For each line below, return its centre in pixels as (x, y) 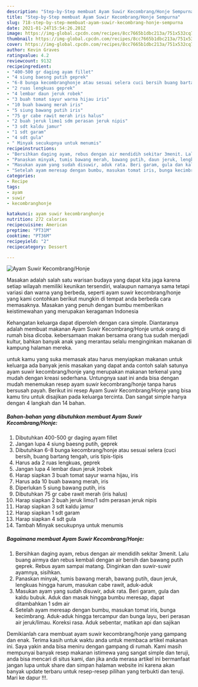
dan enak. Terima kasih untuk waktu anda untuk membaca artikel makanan (97, 640)
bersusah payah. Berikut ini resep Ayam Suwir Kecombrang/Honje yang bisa (99, 391)
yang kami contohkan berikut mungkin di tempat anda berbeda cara (89, 299)
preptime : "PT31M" (29, 230)
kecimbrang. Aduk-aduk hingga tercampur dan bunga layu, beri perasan (103, 616)
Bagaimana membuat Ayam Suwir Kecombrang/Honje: (75, 539)
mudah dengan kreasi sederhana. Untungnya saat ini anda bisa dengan (93, 378)
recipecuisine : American (37, 225)
